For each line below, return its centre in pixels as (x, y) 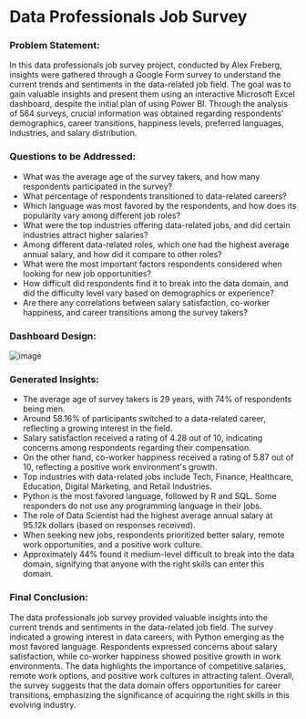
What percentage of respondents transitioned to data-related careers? (154, 196)
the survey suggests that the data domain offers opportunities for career (145, 685)
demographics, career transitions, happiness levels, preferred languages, (147, 123)
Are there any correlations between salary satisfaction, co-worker (146, 302)
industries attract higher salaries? (85, 234)
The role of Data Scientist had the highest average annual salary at (148, 516)
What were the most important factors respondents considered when (152, 264)
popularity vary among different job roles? (101, 215)
